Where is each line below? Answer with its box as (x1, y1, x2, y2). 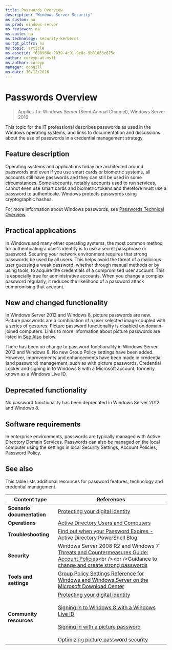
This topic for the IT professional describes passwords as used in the (5, 124, 151, 130)
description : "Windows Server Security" (5, 12, 93, 17)
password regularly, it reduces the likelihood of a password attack (5, 278, 144, 284)
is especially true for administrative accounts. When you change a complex (5, 272, 164, 279)
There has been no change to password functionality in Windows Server (5, 344, 158, 350)
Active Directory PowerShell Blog (58, 534, 138, 541)
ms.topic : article (5, 46, 45, 51)
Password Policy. (5, 450, 41, 456)
